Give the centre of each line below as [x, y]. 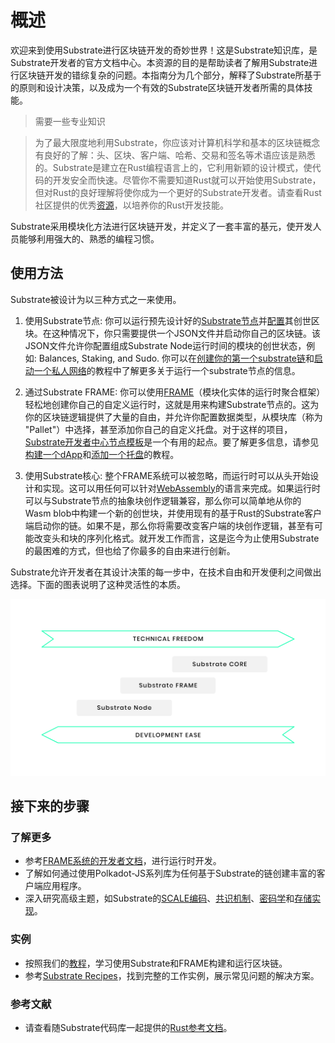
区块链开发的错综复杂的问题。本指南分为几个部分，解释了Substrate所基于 [170, 75]
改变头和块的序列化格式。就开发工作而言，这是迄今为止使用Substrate [176, 538]
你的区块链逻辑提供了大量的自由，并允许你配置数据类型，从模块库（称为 [173, 417]
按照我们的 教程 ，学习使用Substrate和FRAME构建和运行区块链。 [156, 963]
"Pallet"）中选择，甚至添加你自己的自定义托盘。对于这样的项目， [158, 429]
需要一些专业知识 [70, 121]
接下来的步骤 [50, 806]
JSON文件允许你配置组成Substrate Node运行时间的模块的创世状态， [165, 345]
